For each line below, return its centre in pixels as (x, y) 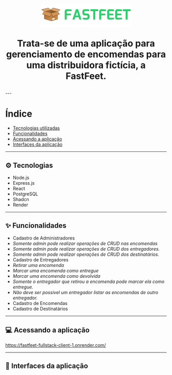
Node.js (21, 178)
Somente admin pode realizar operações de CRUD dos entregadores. (86, 249)
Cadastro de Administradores (44, 238)
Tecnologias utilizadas (36, 128)
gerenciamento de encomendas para (86, 54)
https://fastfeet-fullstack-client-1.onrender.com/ (56, 345)
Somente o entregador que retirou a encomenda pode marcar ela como (89, 281)
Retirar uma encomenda (38, 265)
